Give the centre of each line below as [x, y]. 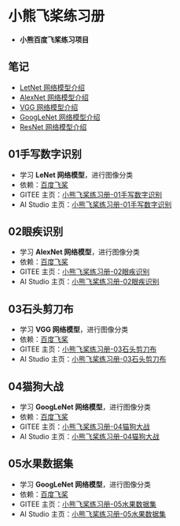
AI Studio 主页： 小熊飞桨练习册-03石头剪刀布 [93, 359]
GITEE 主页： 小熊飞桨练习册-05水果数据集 [88, 504]
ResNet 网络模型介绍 [53, 126]
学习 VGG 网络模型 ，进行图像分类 [73, 329]
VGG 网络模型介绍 [49, 107]
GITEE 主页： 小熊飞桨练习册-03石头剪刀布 [88, 349]
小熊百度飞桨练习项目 [54, 39]
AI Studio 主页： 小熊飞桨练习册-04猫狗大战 [89, 436]
